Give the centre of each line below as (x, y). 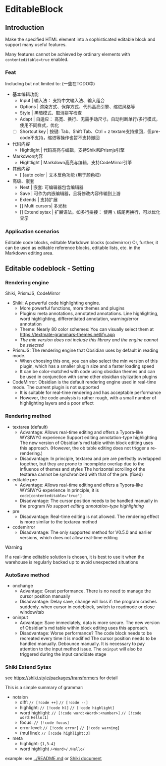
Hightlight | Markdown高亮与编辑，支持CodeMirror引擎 (76, 163)
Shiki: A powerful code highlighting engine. (56, 303)
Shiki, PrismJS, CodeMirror (33, 293)
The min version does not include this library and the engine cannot (89, 340)
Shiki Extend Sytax (28, 667)
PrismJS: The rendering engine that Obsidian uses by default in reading (85, 350)
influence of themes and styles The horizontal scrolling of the (82, 469)
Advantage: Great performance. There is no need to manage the (85, 591)
